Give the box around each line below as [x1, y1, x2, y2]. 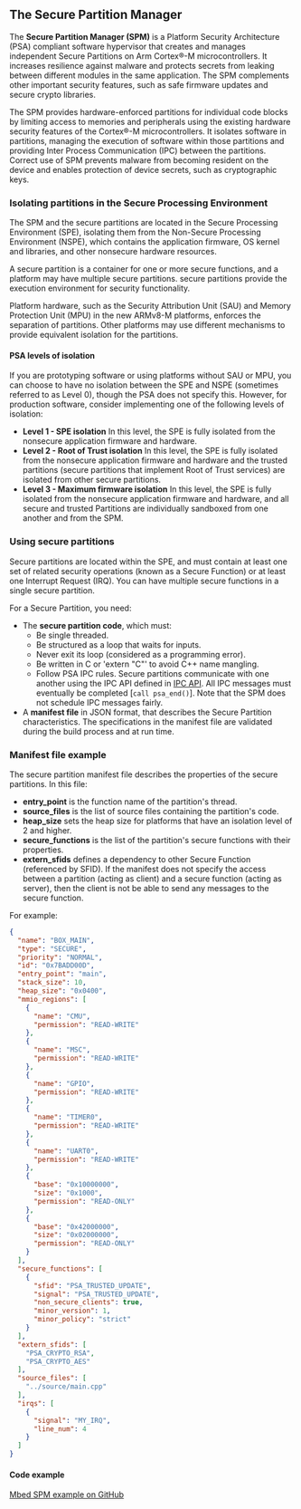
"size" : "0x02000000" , [33, 1231, 119, 1240]
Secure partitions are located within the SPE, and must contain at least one [9, 556, 287, 567]
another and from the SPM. [22, 513, 124, 524]
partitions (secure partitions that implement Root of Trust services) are [22, 465, 286, 476]
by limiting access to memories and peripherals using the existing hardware [9, 116, 291, 127]
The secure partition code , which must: [22, 620, 172, 630]
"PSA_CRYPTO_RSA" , [25, 1349, 95, 1358]
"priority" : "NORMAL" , [17, 953, 103, 962]
